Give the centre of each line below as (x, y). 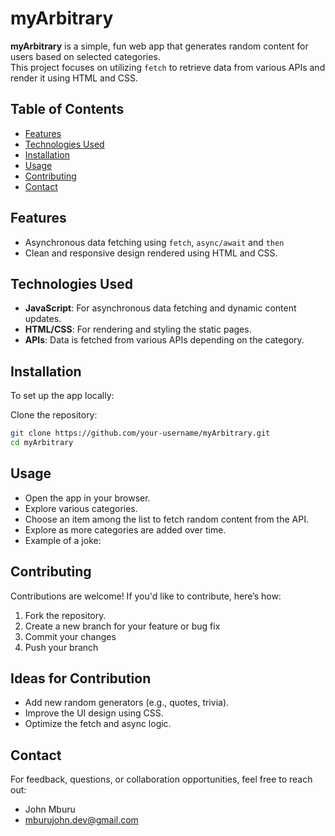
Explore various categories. (81, 508)
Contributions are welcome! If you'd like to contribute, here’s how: (146, 596)
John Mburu (50, 809)
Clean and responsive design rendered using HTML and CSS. (151, 253)
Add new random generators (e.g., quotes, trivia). (127, 703)
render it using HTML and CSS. (74, 78)
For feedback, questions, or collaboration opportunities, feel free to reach (161, 779)
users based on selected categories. (85, 56)
